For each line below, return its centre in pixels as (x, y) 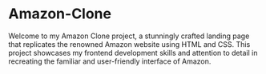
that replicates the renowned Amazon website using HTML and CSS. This (129, 44)
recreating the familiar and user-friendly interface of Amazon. (110, 61)
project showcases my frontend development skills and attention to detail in (133, 53)
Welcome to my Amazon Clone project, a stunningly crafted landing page (129, 36)
